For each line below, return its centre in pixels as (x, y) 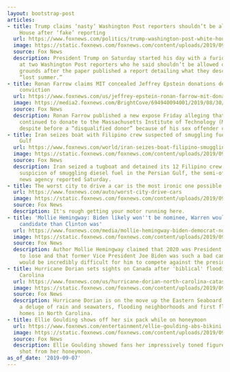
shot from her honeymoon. (56, 352)
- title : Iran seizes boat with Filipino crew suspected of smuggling (110, 135)
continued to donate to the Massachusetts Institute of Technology (117, 122)
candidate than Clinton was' (61, 224)
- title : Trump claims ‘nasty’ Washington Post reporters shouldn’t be (111, 26)
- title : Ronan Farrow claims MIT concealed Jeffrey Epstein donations (111, 84)
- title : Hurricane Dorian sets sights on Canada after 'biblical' (105, 268)
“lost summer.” (41, 77)
